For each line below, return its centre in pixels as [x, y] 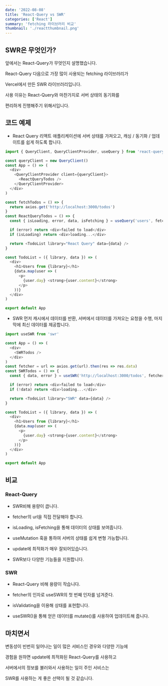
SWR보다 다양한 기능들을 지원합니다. [48, 559]
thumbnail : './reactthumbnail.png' [42, 29]
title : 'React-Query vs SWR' [35, 15]
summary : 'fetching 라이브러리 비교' [41, 24]
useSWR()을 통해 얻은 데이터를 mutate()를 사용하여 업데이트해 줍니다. [81, 616]
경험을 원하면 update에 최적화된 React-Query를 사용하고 [61, 657]
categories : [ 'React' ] [29, 19]
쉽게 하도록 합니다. [44, 142]
